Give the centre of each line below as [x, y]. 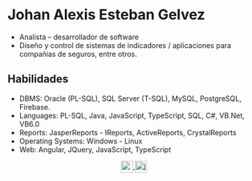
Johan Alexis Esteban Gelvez [106, 15]
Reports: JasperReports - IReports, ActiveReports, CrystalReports [128, 132]
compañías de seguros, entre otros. [78, 54]
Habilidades [38, 79]
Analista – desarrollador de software [79, 37]
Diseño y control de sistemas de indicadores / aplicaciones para [125, 45]
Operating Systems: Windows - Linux [81, 141]
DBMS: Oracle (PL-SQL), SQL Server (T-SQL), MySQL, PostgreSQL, [130, 99]
